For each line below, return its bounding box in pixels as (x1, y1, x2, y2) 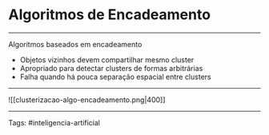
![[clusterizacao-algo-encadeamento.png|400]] (8, 94, 166, 105)
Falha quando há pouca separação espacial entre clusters (19, 72, 211, 81)
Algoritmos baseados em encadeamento (8, 39, 143, 49)
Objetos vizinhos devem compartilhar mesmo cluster (19, 54, 195, 65)
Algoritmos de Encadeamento (8, 6, 211, 24)
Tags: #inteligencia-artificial (8, 117, 100, 127)
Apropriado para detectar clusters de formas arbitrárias (19, 63, 203, 73)
